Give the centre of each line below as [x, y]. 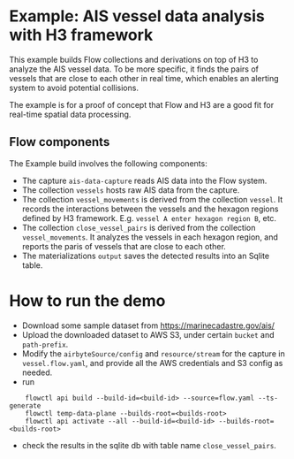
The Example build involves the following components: [108, 163]
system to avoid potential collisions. [74, 88]
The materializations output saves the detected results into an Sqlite [146, 256]
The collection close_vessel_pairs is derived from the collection [139, 227]
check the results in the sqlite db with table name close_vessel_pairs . [149, 445]
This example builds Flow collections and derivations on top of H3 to [134, 59]
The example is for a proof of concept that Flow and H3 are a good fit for [142, 104]
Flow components [60, 142]
